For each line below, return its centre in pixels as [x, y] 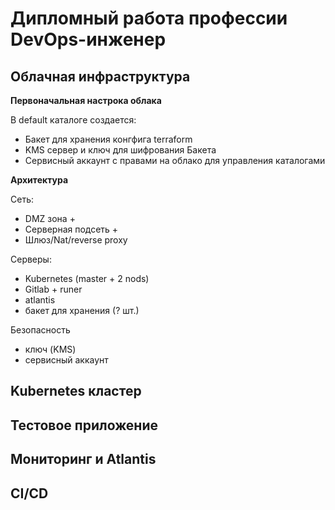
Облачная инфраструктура [100, 76]
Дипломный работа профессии [149, 18]
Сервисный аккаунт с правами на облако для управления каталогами [175, 160]
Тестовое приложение [84, 425]
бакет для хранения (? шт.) [82, 310]
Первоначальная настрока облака [86, 100]
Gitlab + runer [53, 289]
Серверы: [31, 259]
